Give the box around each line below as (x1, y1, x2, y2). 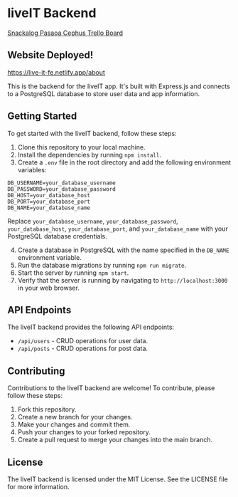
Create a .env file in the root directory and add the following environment (17, 158, 232, 167)
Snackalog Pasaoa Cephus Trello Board (7, 28, 123, 37)
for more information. (7, 483, 70, 491)
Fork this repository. (17, 405, 77, 414)
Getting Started (7, 110, 77, 122)
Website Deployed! (7, 49, 94, 61)
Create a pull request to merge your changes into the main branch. (17, 436, 213, 444)
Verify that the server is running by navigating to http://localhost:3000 (17, 276, 228, 284)
